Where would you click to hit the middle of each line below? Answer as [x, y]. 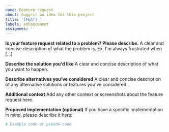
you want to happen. [27, 70]
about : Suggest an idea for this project [50, 15]
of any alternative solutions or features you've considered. [67, 85]
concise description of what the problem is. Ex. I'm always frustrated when [84, 49]
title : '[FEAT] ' [24, 19]
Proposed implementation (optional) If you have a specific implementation [84, 110]
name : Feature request [29, 10]
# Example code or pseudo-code [38, 124]
